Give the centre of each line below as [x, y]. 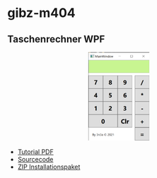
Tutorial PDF [36, 152]
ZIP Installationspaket [49, 167]
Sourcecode [35, 159]
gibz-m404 [41, 13]
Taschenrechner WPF [56, 39]
